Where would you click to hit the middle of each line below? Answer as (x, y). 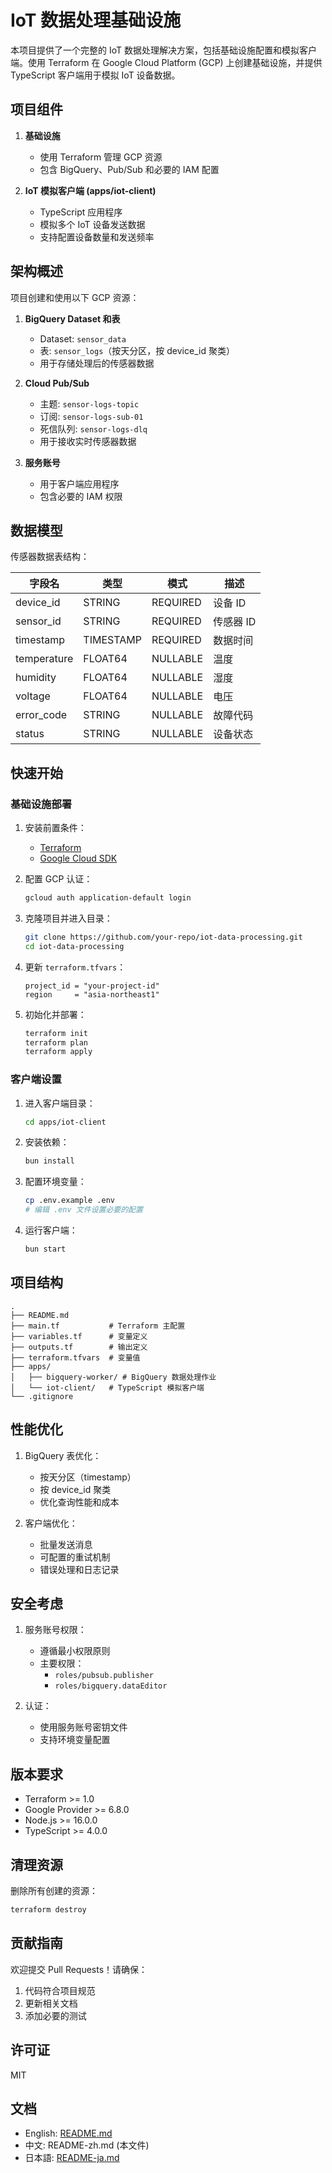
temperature (44, 659)
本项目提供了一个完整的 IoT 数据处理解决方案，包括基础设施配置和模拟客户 (163, 50)
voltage (33, 696)
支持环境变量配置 (75, 1740)
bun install (49, 1161)
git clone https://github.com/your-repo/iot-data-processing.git (163, 937)
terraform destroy (48, 1910)
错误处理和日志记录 (79, 1569)
